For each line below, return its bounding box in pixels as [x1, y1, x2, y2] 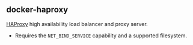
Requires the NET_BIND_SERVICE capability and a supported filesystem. [14, 32, 188, 39]
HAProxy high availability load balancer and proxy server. [6, 20, 149, 27]
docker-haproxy [6, 5, 69, 15]
